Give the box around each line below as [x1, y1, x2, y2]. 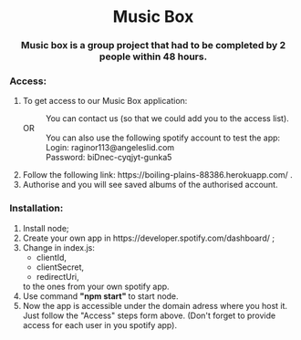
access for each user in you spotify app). [22, 319, 178, 330]
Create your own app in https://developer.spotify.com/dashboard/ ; [22, 232, 275, 243]
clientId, [36, 252, 67, 263]
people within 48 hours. [99, 50, 208, 63]
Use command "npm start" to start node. [22, 290, 180, 302]
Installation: [9, 202, 64, 215]
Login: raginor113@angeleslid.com [45, 142, 175, 153]
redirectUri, [36, 271, 79, 282]
